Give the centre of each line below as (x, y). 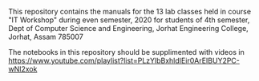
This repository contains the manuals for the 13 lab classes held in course (129, 12)
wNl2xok (23, 69)
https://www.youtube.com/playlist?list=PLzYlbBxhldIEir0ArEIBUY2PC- (124, 60)
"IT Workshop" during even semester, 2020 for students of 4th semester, (129, 20)
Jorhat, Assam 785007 (46, 37)
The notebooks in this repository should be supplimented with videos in (126, 52)
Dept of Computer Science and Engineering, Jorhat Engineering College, (128, 28)
